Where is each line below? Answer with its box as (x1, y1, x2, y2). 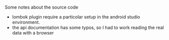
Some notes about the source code (5, 4, 79, 10)
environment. (12, 19, 40, 25)
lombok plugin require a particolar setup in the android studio (12, 14, 141, 19)
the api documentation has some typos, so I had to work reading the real (12, 24, 164, 30)
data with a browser (12, 30, 54, 35)
